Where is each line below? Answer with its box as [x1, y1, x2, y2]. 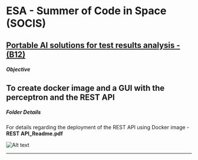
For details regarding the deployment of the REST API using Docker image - [6, 123, 190, 130]
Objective [6, 66, 31, 73]
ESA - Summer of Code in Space [6, 4, 167, 18]
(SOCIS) [6, 17, 46, 30]
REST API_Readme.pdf [6, 130, 63, 137]
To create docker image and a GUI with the [6, 83, 165, 93]
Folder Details [6, 109, 41, 116]
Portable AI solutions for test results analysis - [6, 40, 181, 50]
